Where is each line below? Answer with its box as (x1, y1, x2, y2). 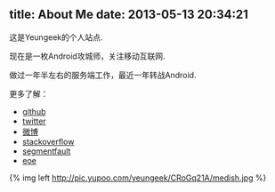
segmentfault (21, 146, 71, 156)
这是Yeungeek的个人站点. (9, 31, 103, 43)
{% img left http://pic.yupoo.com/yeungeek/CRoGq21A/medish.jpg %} (9, 172, 267, 183)
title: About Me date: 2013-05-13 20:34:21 (9, 7, 249, 22)
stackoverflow (21, 136, 75, 147)
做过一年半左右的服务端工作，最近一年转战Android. (9, 69, 197, 80)
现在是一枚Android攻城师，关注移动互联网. (9, 51, 166, 61)
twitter (21, 116, 46, 126)
